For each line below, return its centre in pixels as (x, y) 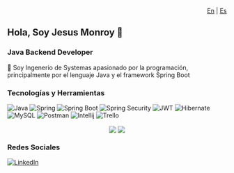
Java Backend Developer (50, 52)
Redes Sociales (34, 147)
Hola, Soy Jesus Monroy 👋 (65, 32)
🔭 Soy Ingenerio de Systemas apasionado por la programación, (98, 67)
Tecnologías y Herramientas (56, 92)
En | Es (217, 11)
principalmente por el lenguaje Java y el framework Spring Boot (99, 75)
